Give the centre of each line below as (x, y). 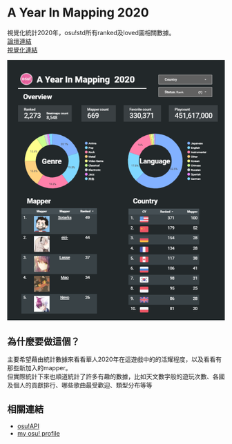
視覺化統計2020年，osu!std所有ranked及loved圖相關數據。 (91, 32)
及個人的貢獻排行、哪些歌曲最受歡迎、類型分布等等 (80, 385)
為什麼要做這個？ (43, 342)
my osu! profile (38, 434)
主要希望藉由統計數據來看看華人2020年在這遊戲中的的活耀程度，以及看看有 (115, 359)
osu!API (28, 426)
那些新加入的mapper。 (39, 368)
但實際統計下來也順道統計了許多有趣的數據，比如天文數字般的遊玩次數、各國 (116, 376)
